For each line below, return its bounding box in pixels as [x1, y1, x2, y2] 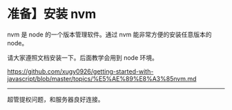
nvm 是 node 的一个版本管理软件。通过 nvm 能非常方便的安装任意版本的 [7, 30, 212, 38]
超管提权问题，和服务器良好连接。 [7, 95, 104, 103]
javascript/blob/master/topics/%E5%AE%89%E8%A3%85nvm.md [7, 74, 197, 82]
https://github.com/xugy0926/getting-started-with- [7, 67, 154, 76]
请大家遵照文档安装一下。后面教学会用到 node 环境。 [7, 53, 159, 62]
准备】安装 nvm [7, 6, 97, 22]
